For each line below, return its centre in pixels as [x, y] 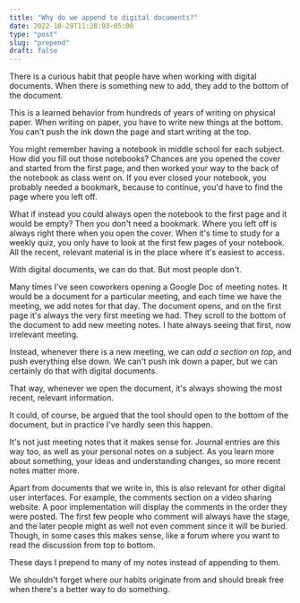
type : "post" [34, 34]
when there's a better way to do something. [90, 590]
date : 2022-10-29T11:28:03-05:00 [72, 26]
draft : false [34, 51]
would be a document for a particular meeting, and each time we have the [146, 297]
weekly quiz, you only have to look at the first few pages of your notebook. [147, 243]
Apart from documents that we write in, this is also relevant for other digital [147, 488]
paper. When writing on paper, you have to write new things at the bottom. [146, 123]
